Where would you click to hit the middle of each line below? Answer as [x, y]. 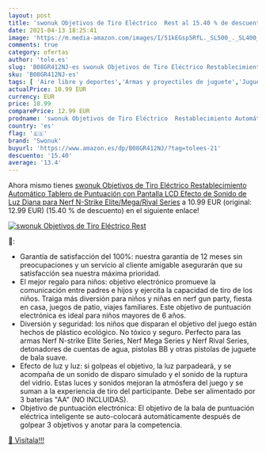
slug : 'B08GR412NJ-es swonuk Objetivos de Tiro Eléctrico [106, 67]
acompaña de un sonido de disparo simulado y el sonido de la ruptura [133, 375]
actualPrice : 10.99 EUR [47, 89]
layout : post [30, 15]
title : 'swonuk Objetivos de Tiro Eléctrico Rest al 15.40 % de [118, 23]
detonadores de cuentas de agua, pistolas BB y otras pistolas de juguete [138, 349]
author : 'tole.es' [38, 60]
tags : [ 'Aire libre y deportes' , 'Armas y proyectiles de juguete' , [123, 82]
